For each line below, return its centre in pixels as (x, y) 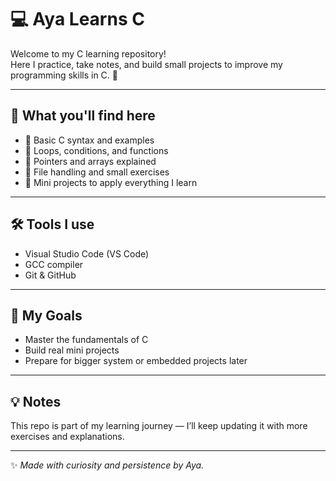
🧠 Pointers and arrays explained (90, 161)
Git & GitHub (50, 275)
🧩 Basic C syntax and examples (89, 140)
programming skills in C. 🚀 (64, 75)
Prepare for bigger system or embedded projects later (136, 361)
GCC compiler (54, 264)
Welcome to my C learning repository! (88, 53)
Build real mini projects (72, 350)
